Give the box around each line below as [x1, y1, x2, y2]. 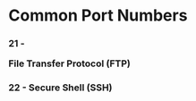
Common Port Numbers [8, 5, 188, 26]
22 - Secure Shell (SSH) [8, 81, 113, 94]
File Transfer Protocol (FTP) [8, 57, 131, 70]
